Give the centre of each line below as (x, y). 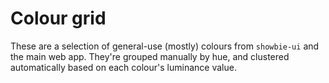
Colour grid (58, 18)
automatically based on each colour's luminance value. (123, 67)
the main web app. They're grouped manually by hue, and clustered (150, 56)
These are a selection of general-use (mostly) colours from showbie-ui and (165, 46)
